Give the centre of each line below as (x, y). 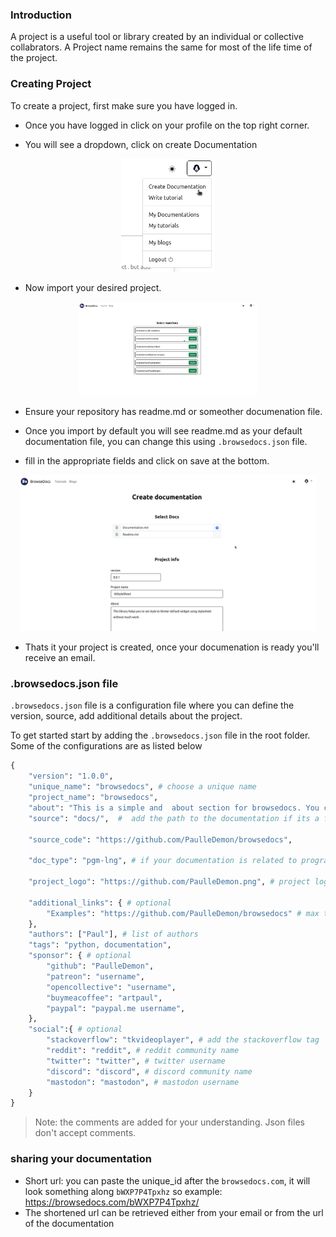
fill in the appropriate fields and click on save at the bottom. (147, 461)
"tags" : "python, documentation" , (100, 945)
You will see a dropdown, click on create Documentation (141, 144)
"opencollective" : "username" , (111, 987)
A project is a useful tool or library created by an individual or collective (157, 37)
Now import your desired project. (93, 288)
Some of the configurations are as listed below (106, 746)
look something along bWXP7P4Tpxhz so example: (123, 1191)
